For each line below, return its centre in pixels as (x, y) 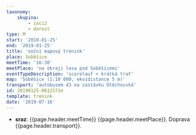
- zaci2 (38, 23)
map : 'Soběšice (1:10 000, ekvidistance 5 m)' (66, 79)
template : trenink (29, 96)
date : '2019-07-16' (31, 102)
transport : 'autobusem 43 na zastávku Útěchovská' (71, 85)
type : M (16, 35)
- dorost (39, 29)
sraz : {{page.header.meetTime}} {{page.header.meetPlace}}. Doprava (103, 119)
